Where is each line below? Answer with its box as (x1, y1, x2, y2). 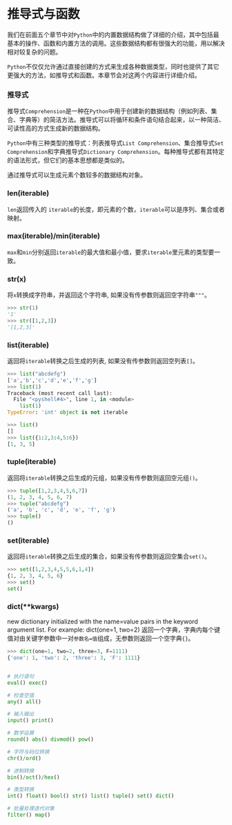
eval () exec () (7, 679, 48, 686)
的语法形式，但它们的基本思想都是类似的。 (7, 156, 128, 164)
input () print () (7, 717, 54, 724)
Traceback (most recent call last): (7, 389, 113, 397)
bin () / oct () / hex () (7, 774, 60, 781)
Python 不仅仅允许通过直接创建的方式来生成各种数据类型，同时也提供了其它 (7, 62, 220, 70)
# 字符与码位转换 (7, 748, 50, 755)
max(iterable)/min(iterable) (7, 231, 100, 241)
